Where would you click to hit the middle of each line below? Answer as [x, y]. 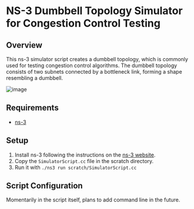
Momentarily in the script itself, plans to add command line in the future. [93, 200]
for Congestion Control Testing [83, 23]
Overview [24, 45]
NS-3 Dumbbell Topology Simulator [95, 11]
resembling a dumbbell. [35, 78]
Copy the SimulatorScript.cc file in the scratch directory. [84, 161]
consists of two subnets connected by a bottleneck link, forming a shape [94, 72]
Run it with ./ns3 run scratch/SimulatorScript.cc [76, 167]
